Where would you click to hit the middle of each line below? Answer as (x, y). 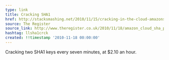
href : (11, 19)
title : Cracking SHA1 (28, 14)
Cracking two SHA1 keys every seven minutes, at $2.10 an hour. (71, 52)
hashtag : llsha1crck (27, 33)
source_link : (19, 28)
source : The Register (28, 24)
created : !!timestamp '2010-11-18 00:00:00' (53, 38)
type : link (17, 10)
